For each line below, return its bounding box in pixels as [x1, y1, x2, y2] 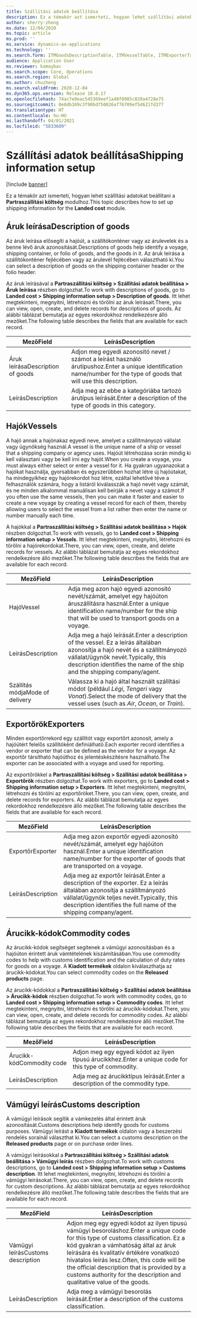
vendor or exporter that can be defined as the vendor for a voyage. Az [6, 748, 176, 755]
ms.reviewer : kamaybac [6, 63, 62, 69]
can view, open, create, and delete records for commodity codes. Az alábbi [6, 1012, 188, 1019]
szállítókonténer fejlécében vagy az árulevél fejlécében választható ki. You [6, 256, 184, 263]
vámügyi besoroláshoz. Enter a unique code [66, 1227, 186, 1234]
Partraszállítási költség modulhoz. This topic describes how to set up [6, 198, 174, 205]
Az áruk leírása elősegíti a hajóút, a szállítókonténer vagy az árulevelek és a [6, 237, 189, 244]
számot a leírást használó [71, 355, 142, 363]
